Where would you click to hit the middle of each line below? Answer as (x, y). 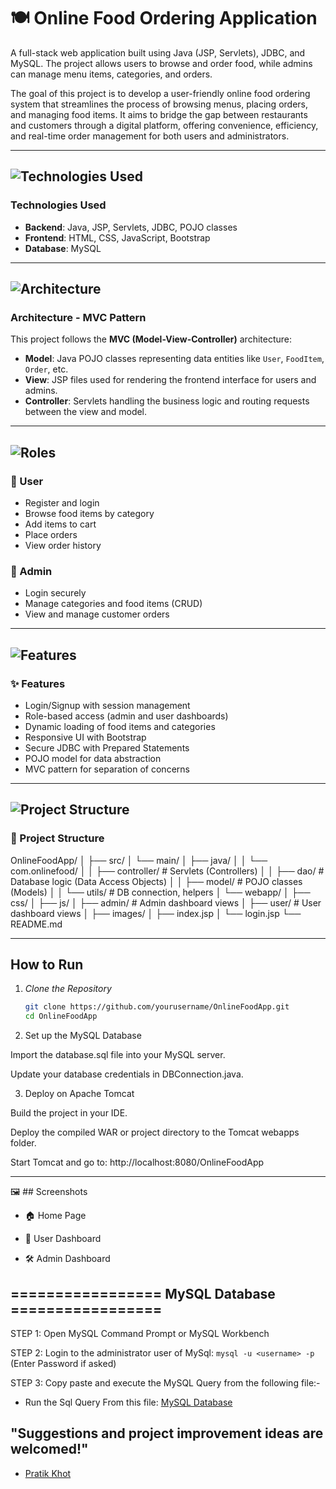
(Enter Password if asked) (63, 1364)
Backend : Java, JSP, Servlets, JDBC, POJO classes (131, 227)
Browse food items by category (89, 513)
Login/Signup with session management (107, 705)
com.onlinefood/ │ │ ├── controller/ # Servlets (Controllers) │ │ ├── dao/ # (167, 871)
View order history (63, 545)
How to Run (47, 965)
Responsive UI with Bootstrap (85, 737)
